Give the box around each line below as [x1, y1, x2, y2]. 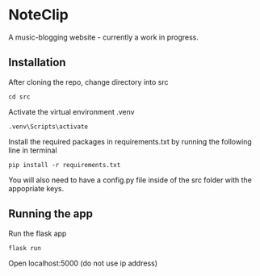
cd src [8, 93, 31, 101]
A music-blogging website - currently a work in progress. [8, 32, 199, 42]
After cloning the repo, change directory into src [8, 77, 169, 86]
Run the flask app [8, 228, 67, 238]
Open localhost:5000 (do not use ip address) [8, 258, 158, 268]
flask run [8, 244, 42, 252]
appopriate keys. [8, 183, 65, 193]
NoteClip [8, 6, 69, 24]
